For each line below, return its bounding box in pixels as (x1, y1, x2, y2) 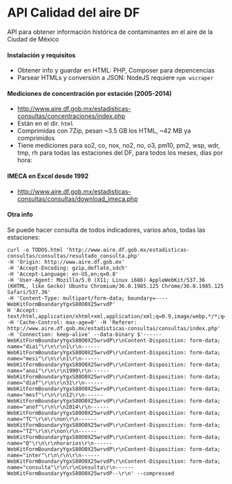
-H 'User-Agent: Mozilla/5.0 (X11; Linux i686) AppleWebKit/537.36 (7, 276, 206, 284)
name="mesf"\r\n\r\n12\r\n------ (7, 391, 104, 398)
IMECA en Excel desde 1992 (7, 171, 89, 180)
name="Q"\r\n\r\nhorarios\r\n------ (7, 440, 113, 447)
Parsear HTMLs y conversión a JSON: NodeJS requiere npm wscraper (17, 74, 214, 82)
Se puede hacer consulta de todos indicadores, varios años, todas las (7, 226, 206, 234)
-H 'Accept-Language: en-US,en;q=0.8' (7, 271, 119, 278)
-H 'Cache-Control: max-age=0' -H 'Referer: (7, 319, 137, 326)
